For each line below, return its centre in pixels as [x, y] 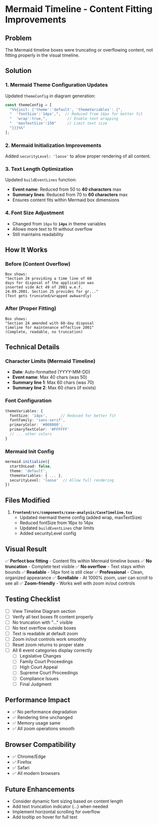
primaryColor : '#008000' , [36, 425]
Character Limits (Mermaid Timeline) [50, 361]
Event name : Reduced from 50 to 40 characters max [67, 189]
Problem [19, 38]
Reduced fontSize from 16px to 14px [56, 523]
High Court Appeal [39, 667]
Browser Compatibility [40, 744]
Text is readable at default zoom [45, 634]
